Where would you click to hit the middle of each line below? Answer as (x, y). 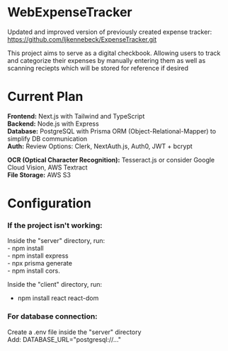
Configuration (50, 204)
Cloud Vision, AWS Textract (47, 167)
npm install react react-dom (58, 298)
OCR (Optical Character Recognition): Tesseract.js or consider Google (111, 160)
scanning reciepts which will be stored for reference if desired (98, 68)
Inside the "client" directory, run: (55, 285)
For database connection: (52, 316)
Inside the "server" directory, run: (56, 241)
